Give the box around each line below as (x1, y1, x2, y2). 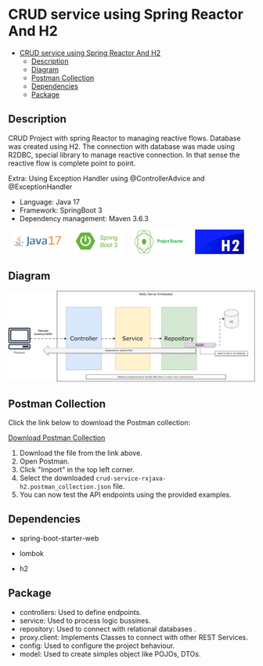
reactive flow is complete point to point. (8, 158, 136, 168)
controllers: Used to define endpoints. (19, 607, 142, 617)
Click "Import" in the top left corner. (19, 464, 135, 474)
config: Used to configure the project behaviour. (19, 641, 175, 650)
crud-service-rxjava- (95, 475, 167, 482)
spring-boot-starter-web (19, 533, 99, 543)
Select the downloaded (19, 473, 95, 482)
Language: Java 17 (19, 197, 81, 206)
